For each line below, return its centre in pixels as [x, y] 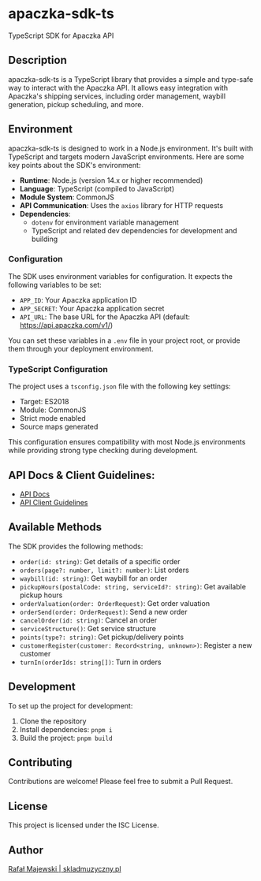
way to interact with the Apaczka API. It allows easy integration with [118, 87]
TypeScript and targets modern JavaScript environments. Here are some [126, 156]
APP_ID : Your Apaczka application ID [78, 299]
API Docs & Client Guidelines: [82, 475]
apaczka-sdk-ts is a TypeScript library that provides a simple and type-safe [131, 79]
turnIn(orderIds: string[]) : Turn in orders [90, 662]
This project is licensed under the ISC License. [84, 825]
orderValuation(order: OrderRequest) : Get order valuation [115, 603]
